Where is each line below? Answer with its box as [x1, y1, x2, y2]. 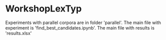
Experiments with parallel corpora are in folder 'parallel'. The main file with [5, 19, 161, 25]
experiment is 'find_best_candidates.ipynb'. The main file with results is [5, 24, 155, 30]
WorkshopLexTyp [5, 3, 82, 14]
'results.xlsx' [5, 30, 32, 36]
